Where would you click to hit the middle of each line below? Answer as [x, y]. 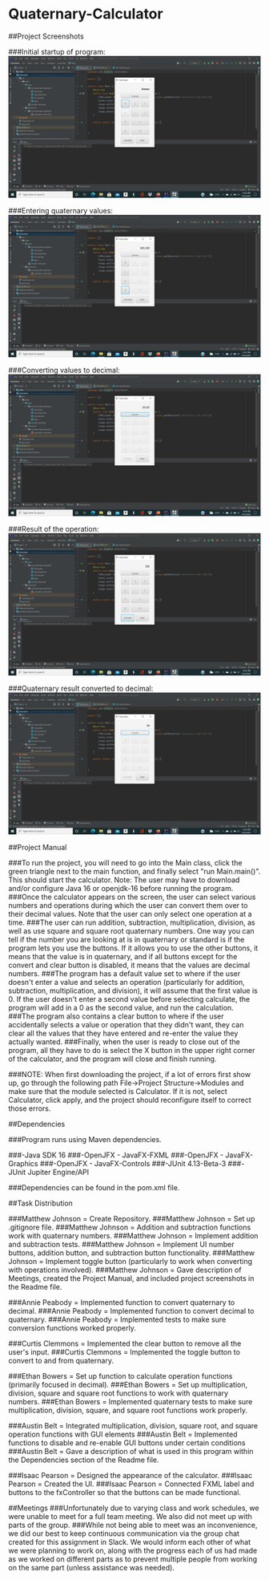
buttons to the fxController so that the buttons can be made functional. [125, 1493]
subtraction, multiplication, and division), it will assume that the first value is [133, 991]
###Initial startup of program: [57, 51]
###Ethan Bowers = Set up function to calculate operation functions [120, 1376]
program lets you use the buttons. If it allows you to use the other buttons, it [133, 948]
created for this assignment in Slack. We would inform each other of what [130, 1542]
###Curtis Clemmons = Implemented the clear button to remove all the [125, 1343]
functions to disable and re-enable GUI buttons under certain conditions [127, 1443]
